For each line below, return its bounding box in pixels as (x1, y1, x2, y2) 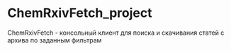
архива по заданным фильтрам (7, 35, 102, 44)
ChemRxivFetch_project (7, 5, 152, 21)
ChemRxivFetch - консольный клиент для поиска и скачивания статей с (7, 28, 225, 37)
